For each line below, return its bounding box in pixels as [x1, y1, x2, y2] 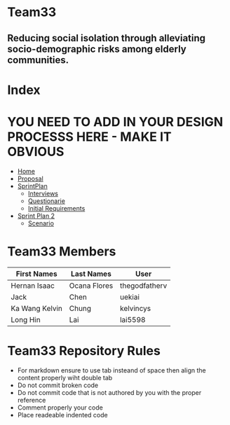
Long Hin [11, 314, 41, 324]
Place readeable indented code [17, 410, 108, 419]
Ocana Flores [69, 281, 114, 291]
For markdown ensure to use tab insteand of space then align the [17, 365, 206, 375]
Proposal [17, 174, 43, 183]
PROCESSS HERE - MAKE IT [7, 129, 172, 144]
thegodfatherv [119, 281, 168, 291]
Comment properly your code [17, 403, 103, 412]
